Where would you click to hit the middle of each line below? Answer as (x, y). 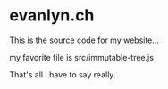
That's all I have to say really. (63, 74)
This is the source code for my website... (84, 40)
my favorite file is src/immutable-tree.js (82, 57)
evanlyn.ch (52, 16)
